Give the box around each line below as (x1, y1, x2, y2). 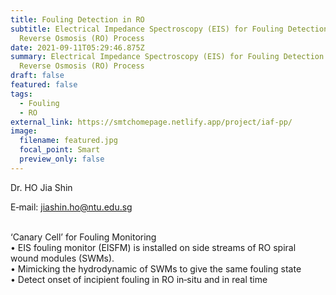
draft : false (10, 71, 65, 81)
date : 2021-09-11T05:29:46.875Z (10, 42, 145, 53)
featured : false (10, 80, 78, 90)
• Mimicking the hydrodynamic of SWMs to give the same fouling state (10, 262, 302, 275)
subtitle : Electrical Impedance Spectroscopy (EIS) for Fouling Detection (10, 24, 329, 34)
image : (10, 126, 38, 136)
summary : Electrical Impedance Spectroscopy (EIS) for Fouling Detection (10, 52, 325, 62)
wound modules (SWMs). (10, 252, 115, 264)
